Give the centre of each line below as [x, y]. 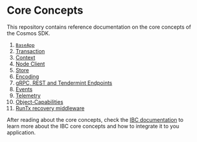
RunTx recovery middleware [50, 108]
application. [21, 132]
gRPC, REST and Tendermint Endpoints [64, 83]
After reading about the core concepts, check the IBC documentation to [95, 119]
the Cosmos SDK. [28, 33]
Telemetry [28, 95]
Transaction [30, 51]
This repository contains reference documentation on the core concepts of [99, 27]
